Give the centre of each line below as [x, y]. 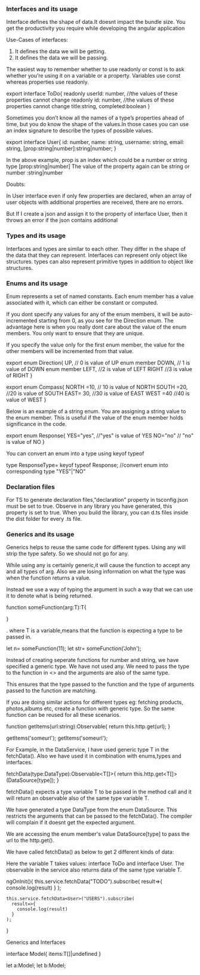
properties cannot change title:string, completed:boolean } [78, 106]
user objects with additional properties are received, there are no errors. [95, 203]
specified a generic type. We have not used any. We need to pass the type [98, 666]
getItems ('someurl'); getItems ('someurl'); [57, 738]
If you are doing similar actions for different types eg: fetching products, [95, 702]
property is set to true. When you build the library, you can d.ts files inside [97, 513]
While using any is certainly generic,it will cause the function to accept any [98, 565]
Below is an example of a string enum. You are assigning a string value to [96, 411]
